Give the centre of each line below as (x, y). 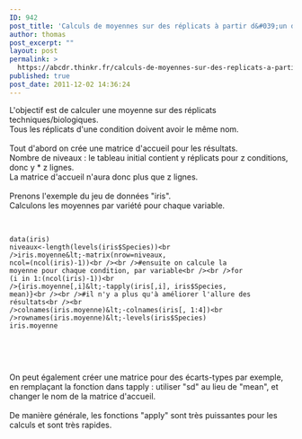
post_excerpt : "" (42, 43)
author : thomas (38, 34)
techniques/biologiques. (54, 119)
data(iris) (30, 239)
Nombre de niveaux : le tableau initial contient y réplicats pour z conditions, (149, 157)
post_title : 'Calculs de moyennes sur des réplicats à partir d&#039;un (148, 26)
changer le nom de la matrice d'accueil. (83, 396)
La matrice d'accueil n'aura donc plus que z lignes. (104, 177)
